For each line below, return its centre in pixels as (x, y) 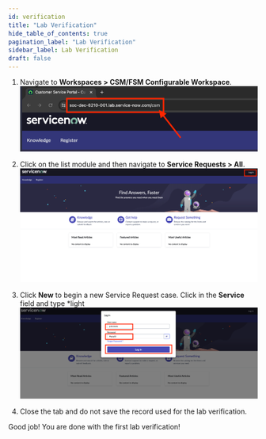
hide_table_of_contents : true (58, 33)
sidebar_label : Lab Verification (63, 50)
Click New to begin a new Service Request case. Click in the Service (132, 295)
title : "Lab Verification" (53, 25)
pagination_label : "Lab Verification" (72, 42)
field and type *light (52, 303)
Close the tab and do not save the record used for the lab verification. (133, 411)
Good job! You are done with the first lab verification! (94, 426)
